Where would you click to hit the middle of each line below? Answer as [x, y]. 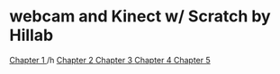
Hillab [32, 35]
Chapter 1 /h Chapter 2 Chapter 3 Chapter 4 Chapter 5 [110, 60]
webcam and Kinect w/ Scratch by [140, 16]
